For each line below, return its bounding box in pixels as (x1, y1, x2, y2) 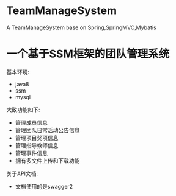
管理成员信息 (15, 119, 48, 126)
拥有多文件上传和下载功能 (15, 156, 80, 164)
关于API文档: (6, 170, 38, 177)
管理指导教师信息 (15, 141, 59, 149)
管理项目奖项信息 (15, 134, 59, 141)
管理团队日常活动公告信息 (15, 126, 80, 134)
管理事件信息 (15, 149, 48, 156)
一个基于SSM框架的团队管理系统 (6, 47, 170, 61)
